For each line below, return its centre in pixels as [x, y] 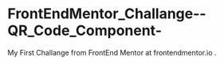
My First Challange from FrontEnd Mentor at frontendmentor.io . [112, 52]
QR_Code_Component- [85, 31]
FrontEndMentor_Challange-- [107, 14]
